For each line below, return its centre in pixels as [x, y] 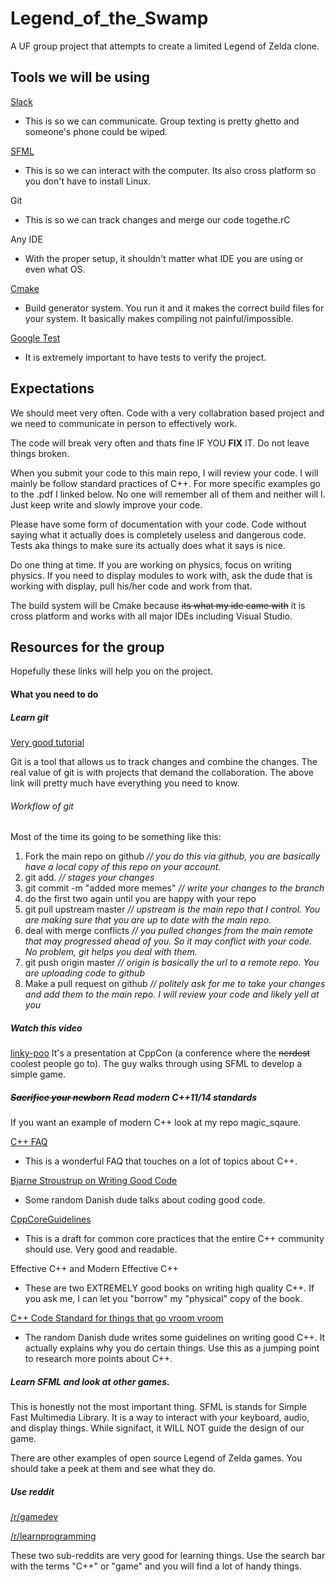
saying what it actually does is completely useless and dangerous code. [158, 534]
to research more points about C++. [98, 1359]
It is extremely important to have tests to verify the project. [145, 357]
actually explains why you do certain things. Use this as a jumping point [172, 1348]
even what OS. [55, 269]
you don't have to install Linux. [88, 181]
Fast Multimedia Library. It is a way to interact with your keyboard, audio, [160, 1418]
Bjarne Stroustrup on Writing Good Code [94, 1181]
